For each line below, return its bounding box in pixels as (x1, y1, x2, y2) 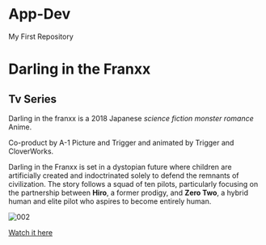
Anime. (8, 122, 32, 132)
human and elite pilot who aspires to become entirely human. (8, 196, 212, 206)
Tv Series (8, 92, 57, 106)
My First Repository (8, 32, 74, 41)
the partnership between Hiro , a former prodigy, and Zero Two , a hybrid (8, 188, 249, 197)
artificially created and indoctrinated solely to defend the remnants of (8, 171, 240, 180)
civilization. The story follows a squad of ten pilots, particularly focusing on (8, 179, 259, 188)
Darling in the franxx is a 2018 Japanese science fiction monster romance (8, 113, 254, 123)
